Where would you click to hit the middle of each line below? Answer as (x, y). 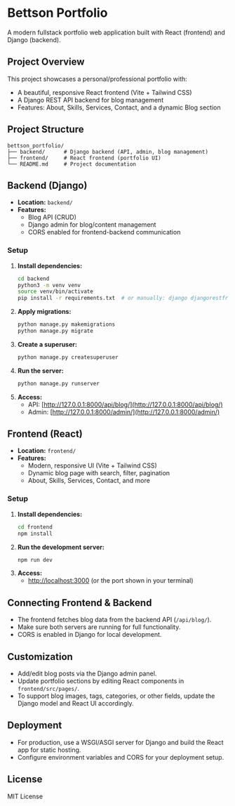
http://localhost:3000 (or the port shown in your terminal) (111, 581)
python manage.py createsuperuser (68, 357)
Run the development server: (61, 547)
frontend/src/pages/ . (48, 689)
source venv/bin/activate (55, 292)
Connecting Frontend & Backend (80, 603)
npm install (35, 534)
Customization (40, 657)
